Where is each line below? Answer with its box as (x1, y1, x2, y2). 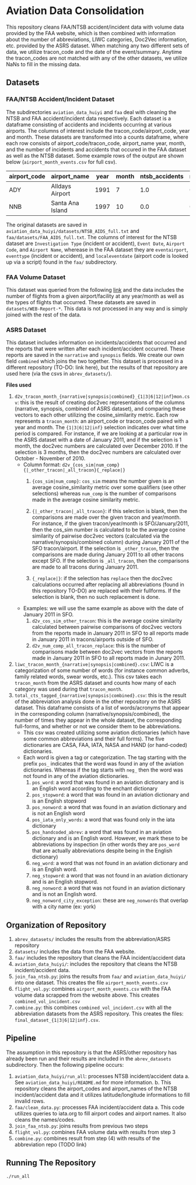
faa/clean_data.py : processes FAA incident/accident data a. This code (14, 1104, 185, 1111)
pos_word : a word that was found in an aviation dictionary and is (32, 779, 184, 786)
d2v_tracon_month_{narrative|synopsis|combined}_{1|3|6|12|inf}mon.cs (14, 394, 190, 400)
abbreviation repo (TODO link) (14, 1141, 87, 1148)
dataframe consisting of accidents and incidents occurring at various (6, 121, 172, 128)
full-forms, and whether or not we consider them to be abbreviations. (14, 723, 181, 730)
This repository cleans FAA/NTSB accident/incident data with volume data (6, 23, 184, 30)
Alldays (51, 182, 72, 190)
